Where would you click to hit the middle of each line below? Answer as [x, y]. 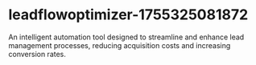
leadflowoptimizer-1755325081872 [128, 15]
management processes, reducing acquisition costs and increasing [120, 45]
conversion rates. [37, 54]
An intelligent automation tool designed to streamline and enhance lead [126, 37]
